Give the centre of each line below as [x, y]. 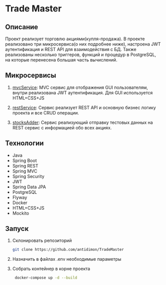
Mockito [21, 213]
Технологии [24, 143]
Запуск [17, 229]
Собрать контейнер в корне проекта [51, 269]
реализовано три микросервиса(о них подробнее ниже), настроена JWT [83, 44]
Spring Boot [25, 160]
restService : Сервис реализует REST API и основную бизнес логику [84, 108]
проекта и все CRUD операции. [46, 113]
